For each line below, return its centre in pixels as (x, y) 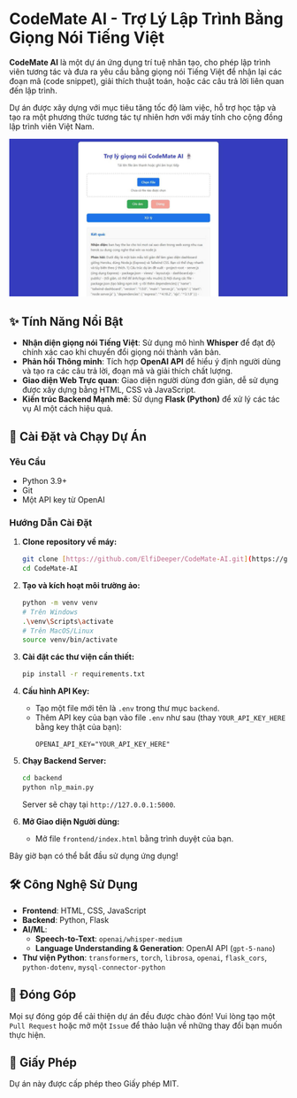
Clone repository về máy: (69, 542)
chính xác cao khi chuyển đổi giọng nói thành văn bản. (121, 352)
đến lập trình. (33, 90)
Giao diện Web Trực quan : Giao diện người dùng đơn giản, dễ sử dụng (150, 380)
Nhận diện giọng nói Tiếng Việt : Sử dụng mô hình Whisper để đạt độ (148, 343)
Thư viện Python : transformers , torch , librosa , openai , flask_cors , (145, 957)
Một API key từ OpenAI (64, 499)
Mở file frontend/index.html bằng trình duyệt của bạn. (134, 838)
